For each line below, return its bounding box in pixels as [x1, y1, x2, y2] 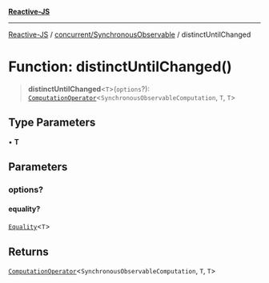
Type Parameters [8, 116, 96, 130]
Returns [8, 245, 50, 258]
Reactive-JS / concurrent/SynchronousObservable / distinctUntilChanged [8, 30, 251, 39]
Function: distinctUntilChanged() [8, 58, 232, 76]
